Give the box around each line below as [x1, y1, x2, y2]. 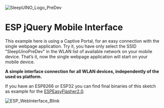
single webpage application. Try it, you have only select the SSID [5, 43, 137, 49]
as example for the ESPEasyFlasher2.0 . [5, 88, 85, 94]
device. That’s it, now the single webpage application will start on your [5, 54, 148, 59]
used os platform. [5, 74, 42, 80]
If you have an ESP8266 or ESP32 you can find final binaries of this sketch [5, 83, 156, 89]
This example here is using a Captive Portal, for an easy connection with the [5, 38, 160, 44]
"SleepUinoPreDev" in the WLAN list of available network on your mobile [5, 48, 153, 54]
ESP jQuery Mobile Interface [5, 22, 123, 33]
